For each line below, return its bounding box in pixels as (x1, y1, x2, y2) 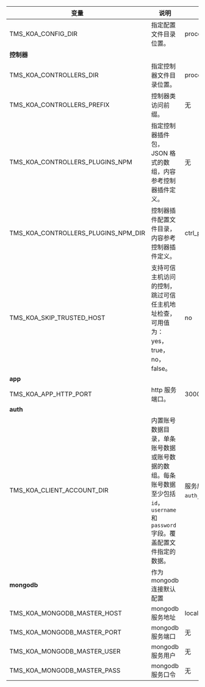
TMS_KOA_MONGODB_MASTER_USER (9, 647, 121, 655)
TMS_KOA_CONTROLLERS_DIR (9, 71, 99, 79)
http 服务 (151, 386, 177, 394)
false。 (151, 365, 172, 373)
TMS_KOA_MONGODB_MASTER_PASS (9, 666, 121, 674)
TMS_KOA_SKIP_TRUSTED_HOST (9, 314, 106, 322)
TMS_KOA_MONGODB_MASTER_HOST (9, 609, 122, 617)
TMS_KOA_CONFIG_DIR (9, 30, 78, 38)
